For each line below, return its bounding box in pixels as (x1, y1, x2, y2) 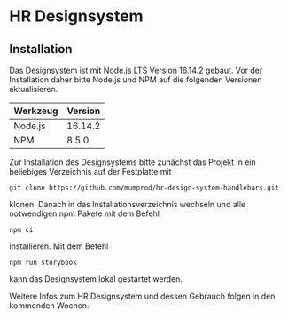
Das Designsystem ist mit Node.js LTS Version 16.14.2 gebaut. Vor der (9, 65, 263, 75)
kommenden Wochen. (9, 300, 90, 311)
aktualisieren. (9, 84, 58, 94)
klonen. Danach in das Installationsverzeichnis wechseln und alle (9, 199, 246, 209)
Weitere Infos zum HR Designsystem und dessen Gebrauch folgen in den (9, 291, 276, 301)
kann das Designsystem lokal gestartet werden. (9, 274, 183, 284)
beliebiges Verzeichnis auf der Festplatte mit (9, 167, 172, 176)
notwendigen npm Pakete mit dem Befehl (9, 208, 160, 219)
